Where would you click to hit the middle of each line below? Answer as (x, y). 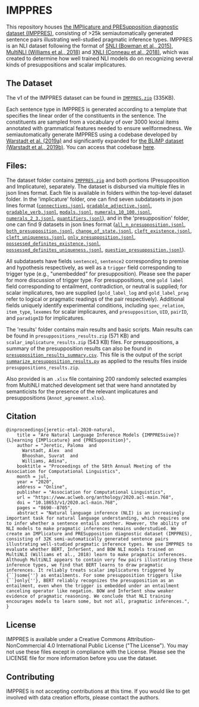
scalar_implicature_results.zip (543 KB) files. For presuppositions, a (92, 342)
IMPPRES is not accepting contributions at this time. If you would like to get (98, 691)
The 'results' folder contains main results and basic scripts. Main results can (99, 329)
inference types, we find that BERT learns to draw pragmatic (85, 565)
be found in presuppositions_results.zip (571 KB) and (73, 336)
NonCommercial (26, 646)
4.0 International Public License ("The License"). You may (118, 646)
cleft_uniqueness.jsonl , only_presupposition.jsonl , (71, 237)
